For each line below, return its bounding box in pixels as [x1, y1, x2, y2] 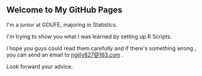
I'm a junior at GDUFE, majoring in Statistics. [6, 21, 118, 28]
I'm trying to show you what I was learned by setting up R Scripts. [6, 33, 172, 40]
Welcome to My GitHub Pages [6, 5, 122, 15]
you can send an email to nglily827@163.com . [6, 51, 124, 58]
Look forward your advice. [6, 63, 73, 70]
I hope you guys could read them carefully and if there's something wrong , [6, 44, 196, 52]
